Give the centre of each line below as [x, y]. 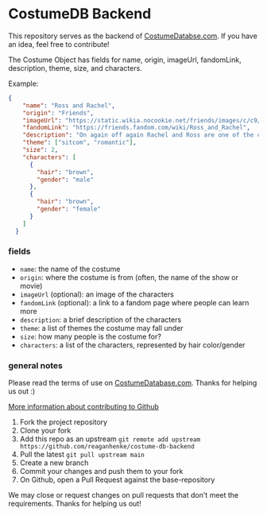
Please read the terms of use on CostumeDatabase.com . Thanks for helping [133, 383]
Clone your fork [45, 431]
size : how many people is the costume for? [90, 336]
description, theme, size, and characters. [75, 68]
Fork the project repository [64, 422]
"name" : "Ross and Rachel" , [69, 105]
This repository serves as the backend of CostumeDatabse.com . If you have [133, 36]
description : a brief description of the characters [101, 320]
